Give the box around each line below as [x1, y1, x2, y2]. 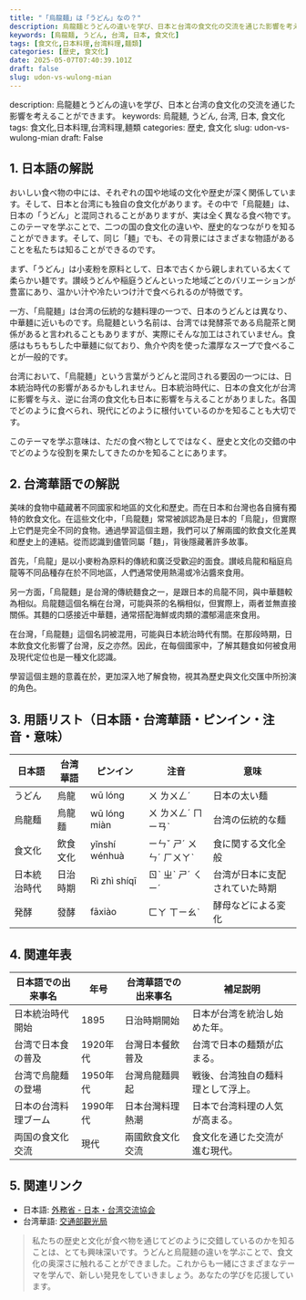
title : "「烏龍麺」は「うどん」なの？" [9, 13, 141, 23]
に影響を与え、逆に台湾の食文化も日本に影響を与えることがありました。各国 [9, 393, 297, 404]
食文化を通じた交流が [191, 1131, 284, 1143]
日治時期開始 [124, 1014, 180, 1027]
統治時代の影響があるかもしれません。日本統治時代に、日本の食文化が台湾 [16, 382, 297, 393]
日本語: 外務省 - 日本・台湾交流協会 [22, 1204, 157, 1215]
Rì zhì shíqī [90, 875, 137, 887]
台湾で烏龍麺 [14, 1069, 70, 1082]
